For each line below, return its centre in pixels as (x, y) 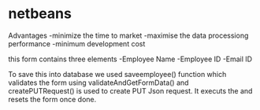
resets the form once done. (52, 99)
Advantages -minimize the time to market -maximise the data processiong (128, 35)
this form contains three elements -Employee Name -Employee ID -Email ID (130, 59)
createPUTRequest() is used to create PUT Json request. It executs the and (130, 90)
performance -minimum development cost (77, 43)
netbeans (40, 14)
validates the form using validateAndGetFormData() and (98, 82)
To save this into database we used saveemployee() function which (117, 74)
